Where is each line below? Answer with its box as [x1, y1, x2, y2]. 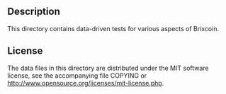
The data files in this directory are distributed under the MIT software [7, 64, 209, 72]
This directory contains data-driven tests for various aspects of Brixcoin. [7, 24, 220, 33]
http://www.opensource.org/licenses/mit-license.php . [7, 78, 164, 87]
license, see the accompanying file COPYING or [7, 71, 147, 80]
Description [7, 6, 60, 18]
